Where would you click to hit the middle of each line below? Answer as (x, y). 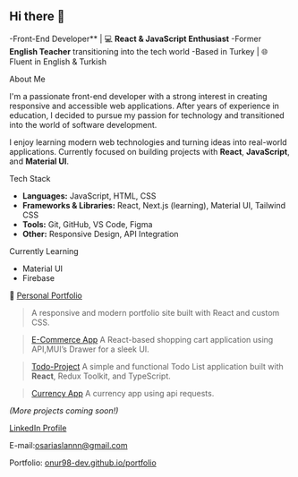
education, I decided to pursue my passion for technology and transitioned (147, 115)
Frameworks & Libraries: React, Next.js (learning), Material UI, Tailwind (154, 205)
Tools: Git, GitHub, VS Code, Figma (87, 224)
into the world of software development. (83, 124)
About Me (28, 79)
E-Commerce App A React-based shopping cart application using (152, 339)
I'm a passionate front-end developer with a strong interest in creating (138, 96)
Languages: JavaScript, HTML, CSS (89, 196)
